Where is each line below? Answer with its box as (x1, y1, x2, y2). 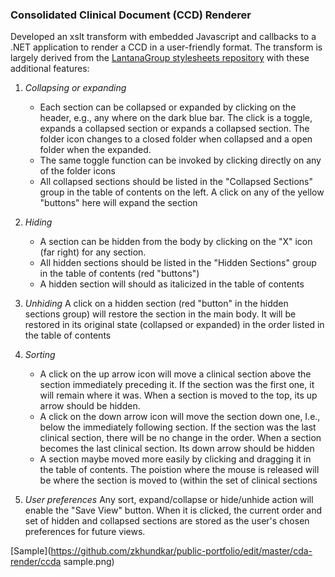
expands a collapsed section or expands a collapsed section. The (39, 123, 310, 135)
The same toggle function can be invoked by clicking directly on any (39, 154, 322, 167)
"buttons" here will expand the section (39, 197, 198, 209)
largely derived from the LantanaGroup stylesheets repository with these (10, 52, 310, 64)
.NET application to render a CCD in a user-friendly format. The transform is (10, 41, 323, 53)
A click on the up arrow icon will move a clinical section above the (39, 368, 312, 380)
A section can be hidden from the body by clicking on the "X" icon (39, 236, 313, 248)
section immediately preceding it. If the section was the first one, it (39, 379, 315, 391)
